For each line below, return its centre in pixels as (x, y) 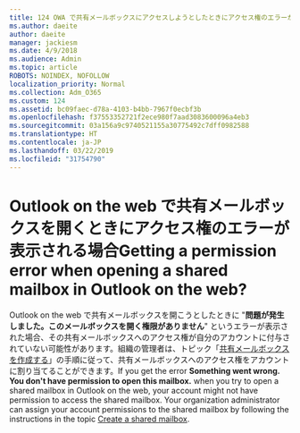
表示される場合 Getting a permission (143, 250)
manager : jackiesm (43, 42)
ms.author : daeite (43, 26)
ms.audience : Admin (46, 59)
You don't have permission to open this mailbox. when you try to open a (144, 381)
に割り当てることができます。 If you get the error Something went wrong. (145, 371)
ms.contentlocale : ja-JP (55, 142)
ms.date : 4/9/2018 (43, 51)
